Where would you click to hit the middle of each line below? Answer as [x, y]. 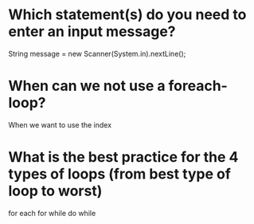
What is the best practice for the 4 [123, 157]
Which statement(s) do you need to [127, 15]
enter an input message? [92, 31]
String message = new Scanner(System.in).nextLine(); [97, 53]
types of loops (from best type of [119, 174]
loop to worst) [55, 191]
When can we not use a [87, 86]
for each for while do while [52, 213]
